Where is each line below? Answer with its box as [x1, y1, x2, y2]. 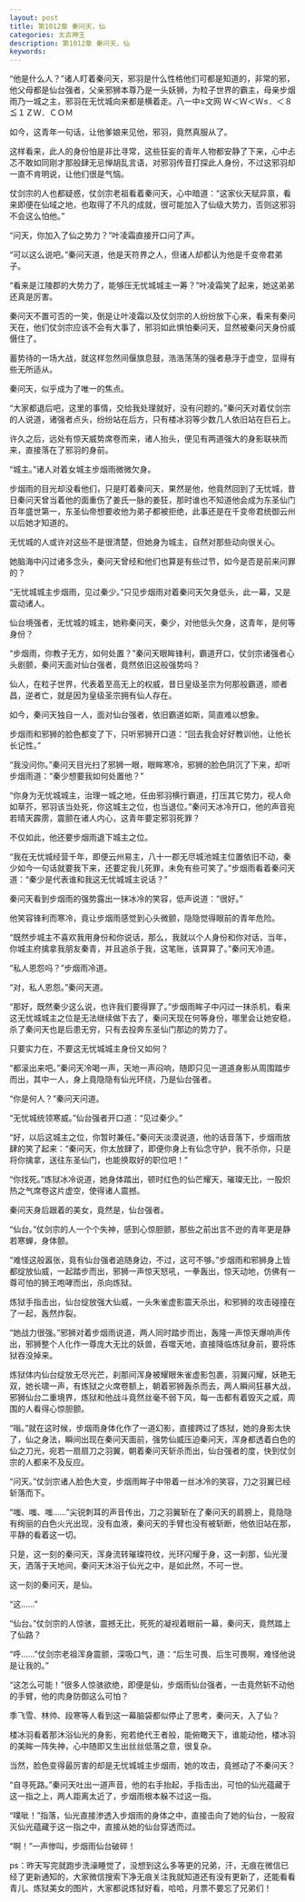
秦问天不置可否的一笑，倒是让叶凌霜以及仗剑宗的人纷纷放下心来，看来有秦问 [9, 311, 296, 322]
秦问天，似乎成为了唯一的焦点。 [9, 383, 129, 394]
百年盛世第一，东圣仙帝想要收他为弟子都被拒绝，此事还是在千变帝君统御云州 [9, 506, 296, 517]
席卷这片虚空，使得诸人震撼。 [33, 1185, 145, 1196]
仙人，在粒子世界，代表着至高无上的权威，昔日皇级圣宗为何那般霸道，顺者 [9, 679, 288, 690]
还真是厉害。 [9, 292, 57, 303]
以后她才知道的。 [9, 517, 74, 528]
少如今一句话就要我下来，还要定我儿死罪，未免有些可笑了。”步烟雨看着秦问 [9, 862, 288, 873]
